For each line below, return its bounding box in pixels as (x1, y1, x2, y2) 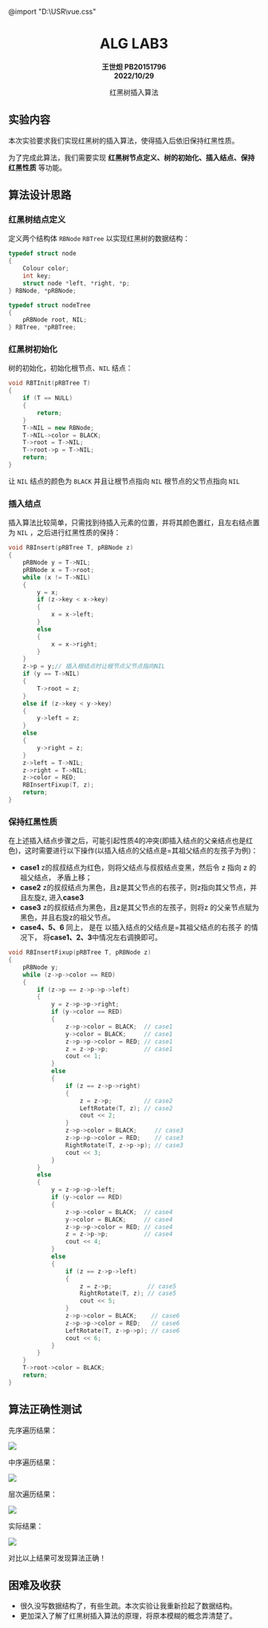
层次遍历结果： (8, 1489, 57, 1499)
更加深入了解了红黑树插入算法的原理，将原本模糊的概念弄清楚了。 (19, 1611, 237, 1621)
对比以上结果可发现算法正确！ (8, 1553, 106, 1563)
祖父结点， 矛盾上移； (19, 873, 93, 882)
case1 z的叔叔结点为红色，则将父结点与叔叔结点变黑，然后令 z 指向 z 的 (19, 863, 257, 873)
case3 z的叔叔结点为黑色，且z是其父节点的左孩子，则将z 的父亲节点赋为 (19, 903, 259, 913)
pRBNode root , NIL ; (22, 316, 88, 324)
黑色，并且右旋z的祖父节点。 (19, 913, 116, 922)
